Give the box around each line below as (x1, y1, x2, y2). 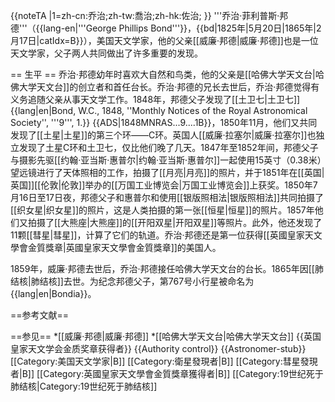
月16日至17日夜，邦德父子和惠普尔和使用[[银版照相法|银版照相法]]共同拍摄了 (10, 192, 325, 203)
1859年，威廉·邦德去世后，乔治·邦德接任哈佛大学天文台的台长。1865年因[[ (10, 263, 315, 274)
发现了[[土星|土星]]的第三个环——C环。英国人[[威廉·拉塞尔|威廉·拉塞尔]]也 (10, 129, 317, 141)
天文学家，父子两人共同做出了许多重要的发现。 (10, 47, 203, 59)
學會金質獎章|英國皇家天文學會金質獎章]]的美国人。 (10, 242, 222, 253)
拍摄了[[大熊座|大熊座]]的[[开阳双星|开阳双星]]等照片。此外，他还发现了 (27, 217, 323, 228)
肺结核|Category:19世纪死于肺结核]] (10, 380, 158, 392)
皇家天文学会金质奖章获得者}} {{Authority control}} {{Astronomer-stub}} (10, 343, 307, 354)
